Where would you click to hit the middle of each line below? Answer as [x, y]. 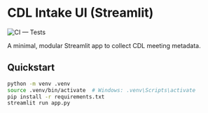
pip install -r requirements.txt [56, 97]
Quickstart [31, 68]
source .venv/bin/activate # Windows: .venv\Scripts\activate [102, 90]
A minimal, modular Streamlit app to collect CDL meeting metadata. [104, 45]
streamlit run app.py [39, 103]
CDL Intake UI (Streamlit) [81, 13]
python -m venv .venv [39, 84]
